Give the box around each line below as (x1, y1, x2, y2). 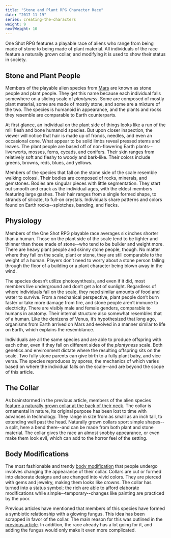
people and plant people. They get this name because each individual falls (5, 90, 161, 96)
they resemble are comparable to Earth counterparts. (5, 111, 117, 118)
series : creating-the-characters (5, 17, 76, 22)
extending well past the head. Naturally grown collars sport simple (5, 418, 144, 425)
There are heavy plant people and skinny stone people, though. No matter (5, 246, 160, 252)
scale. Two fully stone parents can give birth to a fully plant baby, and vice (5, 352, 161, 359)
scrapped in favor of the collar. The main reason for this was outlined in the (5, 516, 163, 522)
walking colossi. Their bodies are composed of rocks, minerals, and (5, 175, 147, 181)
